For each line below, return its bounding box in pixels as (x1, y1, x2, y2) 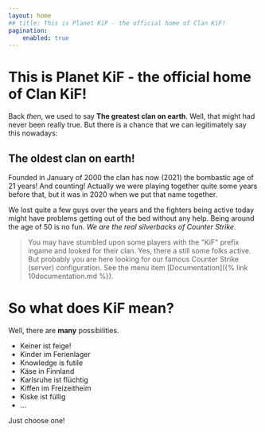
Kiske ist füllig (19, 391, 66, 401)
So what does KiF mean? (8, 300, 175, 317)
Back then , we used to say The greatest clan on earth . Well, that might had (8, 112, 255, 121)
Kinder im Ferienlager (19, 349, 91, 359)
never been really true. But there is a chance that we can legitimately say (8, 120, 247, 130)
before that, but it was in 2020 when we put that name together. (8, 190, 218, 199)
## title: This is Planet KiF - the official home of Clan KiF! (8, 19, 226, 27)
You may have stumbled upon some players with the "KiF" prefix (27, 238, 240, 247)
